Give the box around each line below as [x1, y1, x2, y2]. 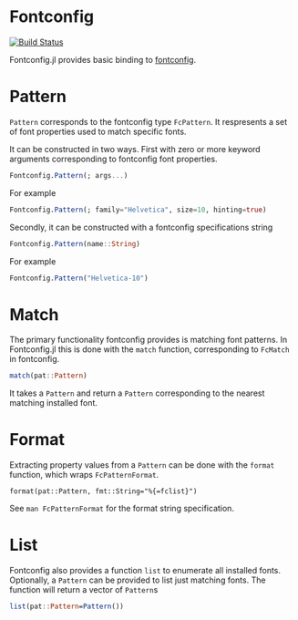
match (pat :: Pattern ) [9, 371, 88, 380]
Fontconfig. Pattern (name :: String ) [9, 239, 141, 248]
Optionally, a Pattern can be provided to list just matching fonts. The [9, 574, 266, 585]
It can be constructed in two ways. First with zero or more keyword [9, 143, 262, 154]
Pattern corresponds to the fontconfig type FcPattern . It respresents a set [9, 116, 288, 127]
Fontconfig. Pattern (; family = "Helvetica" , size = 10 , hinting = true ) [9, 205, 267, 214]
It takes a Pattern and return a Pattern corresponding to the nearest [9, 387, 265, 398]
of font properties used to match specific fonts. [9, 126, 187, 137]
